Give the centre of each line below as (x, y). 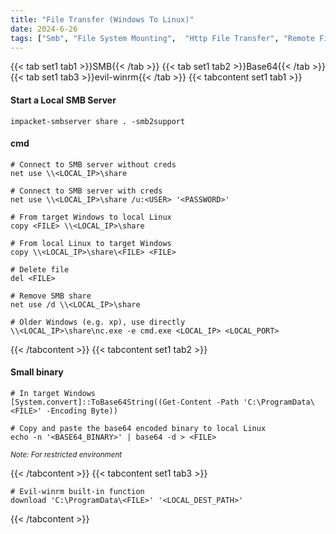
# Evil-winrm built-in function (77, 491)
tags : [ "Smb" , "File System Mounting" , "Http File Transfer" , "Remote (162, 38)
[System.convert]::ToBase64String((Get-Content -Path (125, 402)
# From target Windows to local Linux (91, 217)
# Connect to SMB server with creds (86, 191)
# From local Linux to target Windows (91, 243)
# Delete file (40, 269)
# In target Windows (53, 393)
